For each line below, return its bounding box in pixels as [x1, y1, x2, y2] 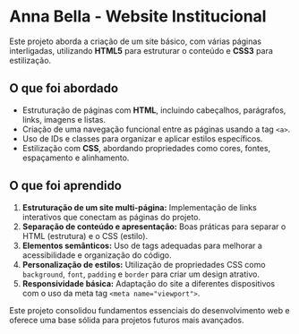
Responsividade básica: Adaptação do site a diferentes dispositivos [21, 278, 276, 288]
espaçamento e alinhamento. [21, 152, 130, 163]
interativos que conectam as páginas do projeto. [21, 211, 201, 222]
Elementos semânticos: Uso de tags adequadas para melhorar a [21, 240, 262, 251]
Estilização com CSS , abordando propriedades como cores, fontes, [21, 142, 271, 153]
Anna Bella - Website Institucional [9, 6, 267, 27]
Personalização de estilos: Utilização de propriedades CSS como [21, 259, 266, 270]
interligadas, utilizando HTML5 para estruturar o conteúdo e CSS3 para [9, 45, 273, 56]
